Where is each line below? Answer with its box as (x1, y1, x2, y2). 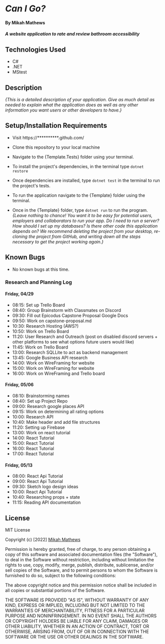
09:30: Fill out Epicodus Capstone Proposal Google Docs (12, 312, 128, 318)
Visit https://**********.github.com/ (12, 134, 84, 140)
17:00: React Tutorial (12, 451, 54, 457)
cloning (12, 234, 28, 239)
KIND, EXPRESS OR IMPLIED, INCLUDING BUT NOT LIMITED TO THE (5, 602, 145, 608)
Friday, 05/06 (5, 382, 34, 388)
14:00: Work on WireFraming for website (12, 360, 95, 366)
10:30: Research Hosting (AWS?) (12, 323, 79, 329)
